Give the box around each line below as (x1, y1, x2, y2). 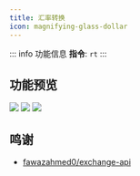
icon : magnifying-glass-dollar (9, 22, 128, 31)
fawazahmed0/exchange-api (22, 157, 132, 168)
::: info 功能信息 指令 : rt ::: (9, 47, 107, 59)
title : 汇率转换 (9, 13, 65, 23)
